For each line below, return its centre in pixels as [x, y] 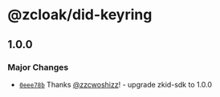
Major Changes [38, 67]
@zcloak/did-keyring [80, 15]
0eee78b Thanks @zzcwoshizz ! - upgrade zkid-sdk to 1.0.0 [116, 84]
